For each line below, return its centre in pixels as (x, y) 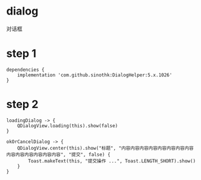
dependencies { (26, 70)
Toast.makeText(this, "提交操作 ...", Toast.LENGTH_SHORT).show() (112, 161)
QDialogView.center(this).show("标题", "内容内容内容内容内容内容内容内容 (106, 148)
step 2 (22, 105)
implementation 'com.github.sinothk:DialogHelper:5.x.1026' (95, 75)
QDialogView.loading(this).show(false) (68, 125)
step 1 (21, 54)
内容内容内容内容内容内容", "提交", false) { (58, 155)
